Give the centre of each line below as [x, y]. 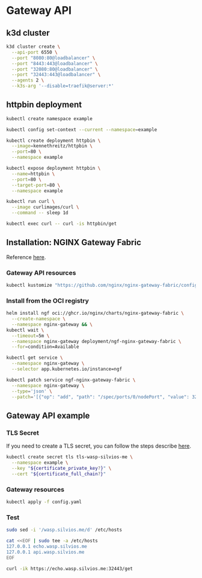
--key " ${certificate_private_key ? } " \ [62, 468]
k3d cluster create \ [33, 47]
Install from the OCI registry [47, 301]
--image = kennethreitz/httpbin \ [52, 146]
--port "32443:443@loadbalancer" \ [56, 75]
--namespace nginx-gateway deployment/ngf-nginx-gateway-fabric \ [96, 341]
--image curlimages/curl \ [45, 207]
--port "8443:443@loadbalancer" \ [55, 63]
